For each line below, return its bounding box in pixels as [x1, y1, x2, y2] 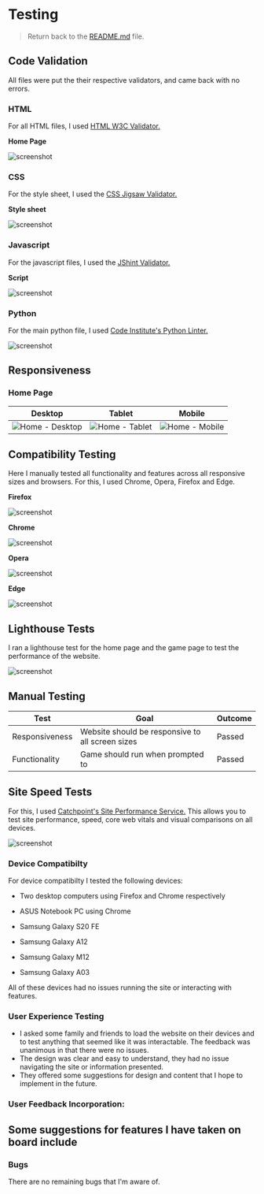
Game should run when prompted [79, 749, 204, 760]
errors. [8, 84, 30, 93]
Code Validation [8, 54, 88, 68]
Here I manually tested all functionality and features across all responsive [8, 469, 245, 478]
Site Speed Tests [8, 786, 93, 799]
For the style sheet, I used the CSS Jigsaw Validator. [8, 189, 178, 199]
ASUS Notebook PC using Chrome [19, 906, 131, 916]
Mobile [178, 407, 206, 418]
